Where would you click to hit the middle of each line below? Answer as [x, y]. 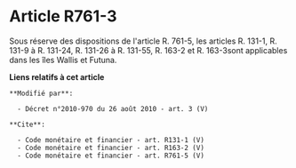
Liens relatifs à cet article [57, 76]
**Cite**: [28, 124]
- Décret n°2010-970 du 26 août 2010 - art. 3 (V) [113, 108]
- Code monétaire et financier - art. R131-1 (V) [111, 140]
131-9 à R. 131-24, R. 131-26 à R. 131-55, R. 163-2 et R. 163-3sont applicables [148, 50]
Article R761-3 [63, 16]
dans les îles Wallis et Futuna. [63, 60]
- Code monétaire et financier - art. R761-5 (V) [111, 156]
